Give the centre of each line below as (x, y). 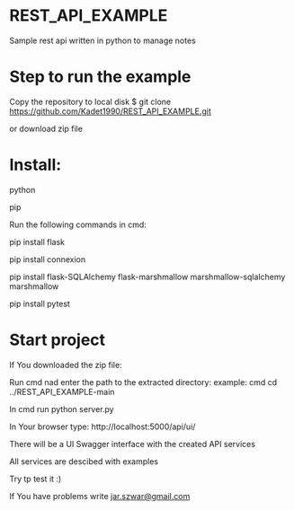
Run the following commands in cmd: (78, 224)
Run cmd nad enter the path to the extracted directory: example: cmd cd (143, 382)
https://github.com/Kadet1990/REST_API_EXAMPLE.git (110, 111)
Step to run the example (100, 77)
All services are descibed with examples (84, 461)
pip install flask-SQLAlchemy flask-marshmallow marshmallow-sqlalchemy (147, 277)
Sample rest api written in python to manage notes (102, 40)
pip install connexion (48, 259)
